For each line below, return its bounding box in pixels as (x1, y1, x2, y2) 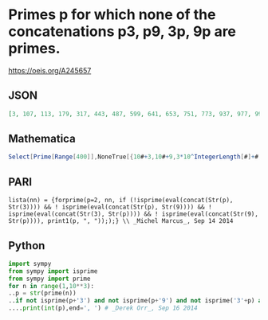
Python (8, 239, 45, 252)
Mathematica (8, 132, 76, 146)
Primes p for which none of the (8, 6, 216, 24)
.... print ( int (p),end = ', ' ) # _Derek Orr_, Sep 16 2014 (8, 304, 198, 312)
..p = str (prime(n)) (8, 289, 77, 298)
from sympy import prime (8, 275, 91, 283)
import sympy (8, 260, 52, 267)
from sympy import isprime (8, 267, 98, 275)
